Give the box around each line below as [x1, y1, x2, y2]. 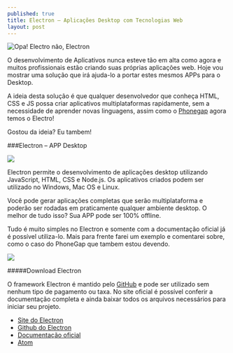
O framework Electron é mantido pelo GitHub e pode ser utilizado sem [7, 280, 210, 289]
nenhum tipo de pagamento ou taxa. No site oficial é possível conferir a [7, 288, 213, 296]
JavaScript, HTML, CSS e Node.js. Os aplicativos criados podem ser [7, 176, 204, 184]
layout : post [7, 23, 45, 30]
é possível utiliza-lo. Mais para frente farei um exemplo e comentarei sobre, [7, 233, 225, 241]
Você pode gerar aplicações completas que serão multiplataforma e [7, 197, 204, 205]
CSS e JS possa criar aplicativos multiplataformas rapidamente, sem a [7, 99, 210, 108]
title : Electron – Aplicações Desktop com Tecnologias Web [7, 17, 183, 24]
